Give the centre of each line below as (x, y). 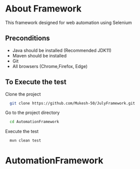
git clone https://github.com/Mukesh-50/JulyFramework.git (72, 103)
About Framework (43, 9)
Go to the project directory (32, 112)
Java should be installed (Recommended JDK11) (62, 50)
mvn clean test (25, 140)
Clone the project (23, 94)
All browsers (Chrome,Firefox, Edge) (50, 66)
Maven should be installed (39, 55)
